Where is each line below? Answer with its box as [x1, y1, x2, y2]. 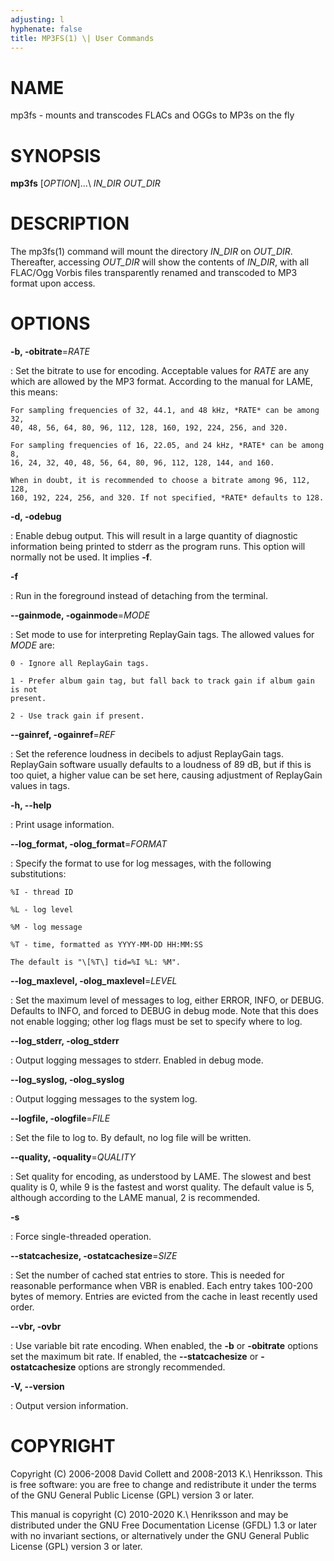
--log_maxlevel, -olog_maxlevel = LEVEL [10, 975, 178, 987]
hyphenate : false [10, 24, 83, 34]
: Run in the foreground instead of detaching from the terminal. [10, 590, 268, 602]
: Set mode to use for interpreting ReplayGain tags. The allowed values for [10, 629, 315, 641]
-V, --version [10, 1381, 65, 1393]
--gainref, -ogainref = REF [10, 729, 116, 741]
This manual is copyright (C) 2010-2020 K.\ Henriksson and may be [10, 1509, 289, 1521]
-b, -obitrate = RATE [10, 346, 91, 358]
